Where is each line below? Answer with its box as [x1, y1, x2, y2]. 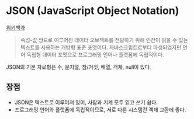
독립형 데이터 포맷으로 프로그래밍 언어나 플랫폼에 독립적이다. [26, 51, 165, 58]
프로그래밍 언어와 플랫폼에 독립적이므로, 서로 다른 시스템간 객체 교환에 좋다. [14, 106, 186, 113]
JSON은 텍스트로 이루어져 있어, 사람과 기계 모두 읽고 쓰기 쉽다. [14, 99, 158, 106]
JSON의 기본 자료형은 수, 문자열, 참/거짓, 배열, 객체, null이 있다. [6, 63, 151, 71]
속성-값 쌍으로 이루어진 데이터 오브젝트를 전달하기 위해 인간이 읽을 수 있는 [20, 36, 188, 43]
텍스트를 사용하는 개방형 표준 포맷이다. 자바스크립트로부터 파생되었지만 [20, 44, 182, 51]
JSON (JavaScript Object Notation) [6, 4, 179, 17]
